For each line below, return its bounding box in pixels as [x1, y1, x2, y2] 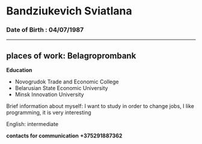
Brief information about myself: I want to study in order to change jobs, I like [6, 103, 194, 110]
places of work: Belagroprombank [6, 50, 136, 61]
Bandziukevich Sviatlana [6, 4, 132, 18]
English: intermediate [6, 121, 59, 128]
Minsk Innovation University [14, 91, 84, 98]
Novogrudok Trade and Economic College [14, 78, 119, 85]
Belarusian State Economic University [14, 85, 108, 92]
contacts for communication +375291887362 [6, 132, 123, 139]
